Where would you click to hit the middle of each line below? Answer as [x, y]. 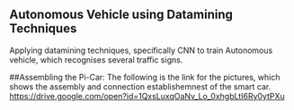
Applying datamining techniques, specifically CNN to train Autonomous [141, 50]
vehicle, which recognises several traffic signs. [96, 59]
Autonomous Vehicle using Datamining [121, 15]
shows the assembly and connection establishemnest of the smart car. [140, 86]
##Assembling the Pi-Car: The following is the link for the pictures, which [145, 77]
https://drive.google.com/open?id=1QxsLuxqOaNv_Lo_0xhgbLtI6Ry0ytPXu [147, 96]
